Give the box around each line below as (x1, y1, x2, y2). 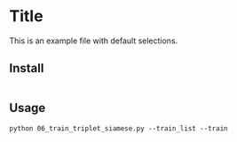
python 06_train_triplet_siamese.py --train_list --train (9, 123, 228, 133)
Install (9, 61, 44, 76)
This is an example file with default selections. (9, 35, 178, 46)
